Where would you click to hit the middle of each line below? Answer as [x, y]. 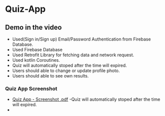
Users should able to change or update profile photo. [66, 71]
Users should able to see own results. [50, 76]
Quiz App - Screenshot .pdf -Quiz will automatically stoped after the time [86, 99]
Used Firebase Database [37, 50]
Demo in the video [33, 27]
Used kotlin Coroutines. [36, 60]
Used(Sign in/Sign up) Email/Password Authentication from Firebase [82, 39]
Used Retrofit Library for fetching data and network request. [73, 55]
